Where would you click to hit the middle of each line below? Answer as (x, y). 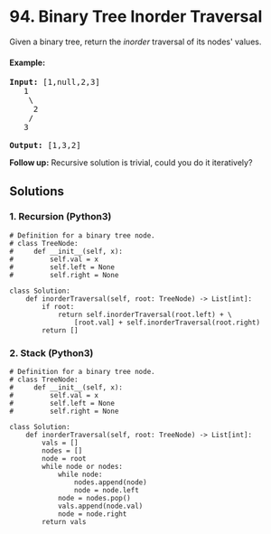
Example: (28, 62)
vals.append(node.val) (100, 506)
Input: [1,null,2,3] (55, 82)
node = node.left (107, 491)
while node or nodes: (83, 467)
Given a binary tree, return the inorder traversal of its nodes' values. (135, 42)
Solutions (37, 191)
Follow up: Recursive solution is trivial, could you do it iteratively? (131, 163)
